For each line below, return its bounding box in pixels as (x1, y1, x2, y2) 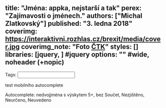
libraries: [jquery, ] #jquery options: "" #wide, (5, 51, 150, 59)
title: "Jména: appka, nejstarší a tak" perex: (5, 4, 142, 12)
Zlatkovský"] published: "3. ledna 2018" (5, 19, 133, 28)
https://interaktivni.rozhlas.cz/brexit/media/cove (5, 35, 161, 44)
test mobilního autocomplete (5, 82, 63, 88)
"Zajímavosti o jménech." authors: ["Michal (5, 12, 143, 20)
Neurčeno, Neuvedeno (5, 97, 52, 103)
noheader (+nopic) (5, 58, 64, 66)
